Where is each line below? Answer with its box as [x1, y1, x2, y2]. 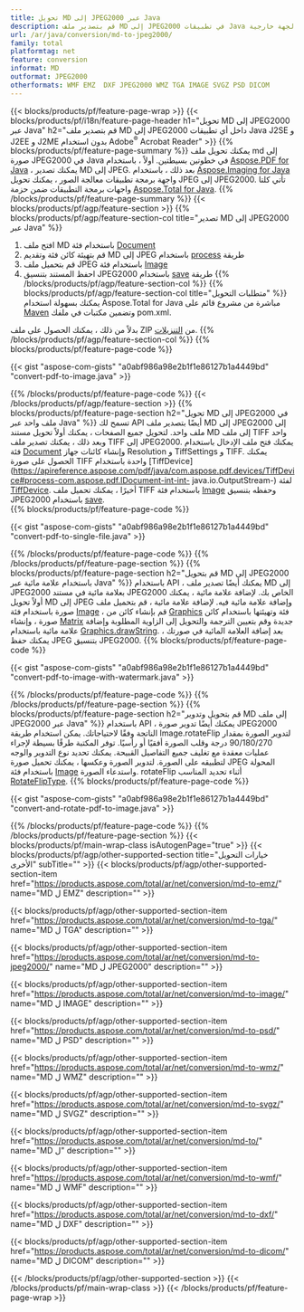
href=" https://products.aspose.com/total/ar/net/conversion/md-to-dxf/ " [10, 1209, 279, 1220]
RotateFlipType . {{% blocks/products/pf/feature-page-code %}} [10, 775, 250, 787]
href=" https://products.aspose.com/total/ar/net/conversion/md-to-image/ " [10, 988, 290, 1000]
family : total [10, 38, 64, 48]
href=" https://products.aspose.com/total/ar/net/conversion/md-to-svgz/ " [10, 1098, 284, 1109]
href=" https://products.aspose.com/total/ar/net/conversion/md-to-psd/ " [10, 1025, 280, 1036]
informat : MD [10, 64, 60, 73]
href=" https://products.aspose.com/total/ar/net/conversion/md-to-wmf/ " [10, 1173, 283, 1184]
